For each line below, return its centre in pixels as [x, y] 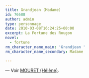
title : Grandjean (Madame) [33, 10]
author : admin [20, 19]
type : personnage [23, 24]
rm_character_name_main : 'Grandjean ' [45, 47]
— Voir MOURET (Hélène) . [32, 70]
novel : [12, 38]
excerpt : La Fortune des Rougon [39, 33]
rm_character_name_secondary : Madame [44, 51]
